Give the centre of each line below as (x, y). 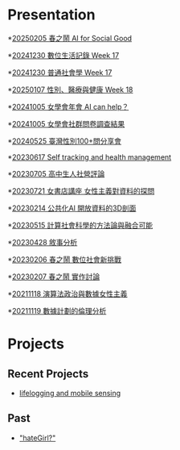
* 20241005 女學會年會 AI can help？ (68, 106)
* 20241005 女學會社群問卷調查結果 (66, 123)
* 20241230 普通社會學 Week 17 (60, 72)
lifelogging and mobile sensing (70, 393)
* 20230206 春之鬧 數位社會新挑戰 (65, 259)
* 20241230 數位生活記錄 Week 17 (63, 55)
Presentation (51, 15)
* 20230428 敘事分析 (43, 242)
